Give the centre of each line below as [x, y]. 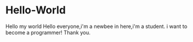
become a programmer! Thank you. [48, 32]
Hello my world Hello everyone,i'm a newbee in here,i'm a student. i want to [96, 26]
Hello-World [36, 10]
